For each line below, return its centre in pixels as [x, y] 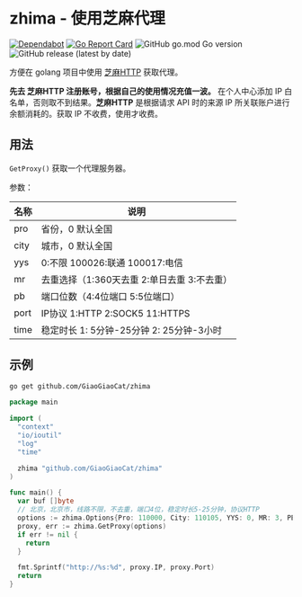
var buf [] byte [46, 501]
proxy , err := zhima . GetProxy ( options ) [92, 526]
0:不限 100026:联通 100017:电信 [112, 263]
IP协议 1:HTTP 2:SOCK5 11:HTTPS [115, 313]
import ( [26, 419]
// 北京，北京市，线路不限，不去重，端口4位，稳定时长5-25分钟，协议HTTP [139, 510]
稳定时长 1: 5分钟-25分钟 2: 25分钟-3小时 [131, 330]
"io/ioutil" [40, 436]
